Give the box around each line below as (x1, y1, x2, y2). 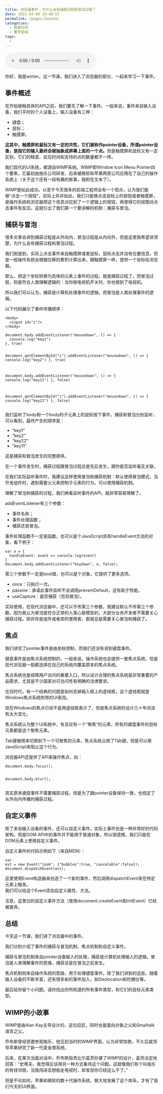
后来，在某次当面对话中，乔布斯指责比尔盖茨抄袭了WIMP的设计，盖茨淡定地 (5, 1055, 158, 1061)
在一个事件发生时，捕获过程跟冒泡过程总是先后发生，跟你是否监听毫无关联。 (5, 463, 158, 469)
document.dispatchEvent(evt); (5, 866, 66, 871)
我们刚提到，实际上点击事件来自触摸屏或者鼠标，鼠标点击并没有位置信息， (5, 251, 154, 257)
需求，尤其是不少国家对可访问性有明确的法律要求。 (9, 678, 112, 684)
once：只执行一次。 (12, 581, 52, 587)
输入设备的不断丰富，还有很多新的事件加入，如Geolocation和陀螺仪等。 (5, 976, 148, 982)
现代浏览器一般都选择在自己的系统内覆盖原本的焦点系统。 (5, 662, 120, 668)
